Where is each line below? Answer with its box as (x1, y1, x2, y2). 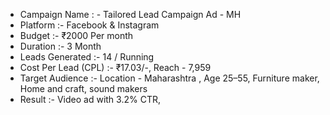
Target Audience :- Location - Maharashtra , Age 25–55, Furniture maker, (19, 72, 320, 84)
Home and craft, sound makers (19, 83, 148, 94)
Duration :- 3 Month (19, 40, 102, 52)
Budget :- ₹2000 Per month (19, 30, 134, 41)
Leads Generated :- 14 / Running (19, 51, 155, 63)
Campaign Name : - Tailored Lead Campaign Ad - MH (19, 9, 242, 20)
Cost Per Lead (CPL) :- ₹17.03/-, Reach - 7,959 (19, 62, 212, 73)
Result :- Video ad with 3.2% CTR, (19, 94, 161, 105)
